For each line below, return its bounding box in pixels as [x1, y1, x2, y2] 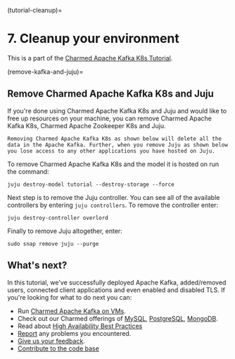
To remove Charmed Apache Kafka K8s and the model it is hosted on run [7, 160, 220, 168]
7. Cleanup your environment [7, 31, 179, 46]
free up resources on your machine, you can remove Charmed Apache [7, 114, 212, 122]
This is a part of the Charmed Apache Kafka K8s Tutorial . [7, 53, 173, 62]
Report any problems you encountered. [17, 329, 132, 337]
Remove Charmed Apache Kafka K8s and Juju [7, 88, 215, 100]
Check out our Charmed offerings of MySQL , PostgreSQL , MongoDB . [17, 314, 218, 322]
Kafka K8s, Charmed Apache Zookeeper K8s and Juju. [7, 121, 166, 130]
